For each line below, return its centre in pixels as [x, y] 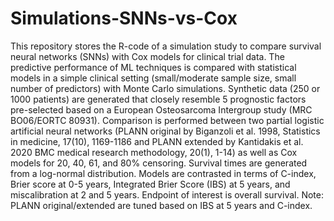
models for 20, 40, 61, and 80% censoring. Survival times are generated [159, 163]
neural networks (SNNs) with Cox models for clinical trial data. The [147, 56]
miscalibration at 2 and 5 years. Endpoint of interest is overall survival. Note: [167, 194]
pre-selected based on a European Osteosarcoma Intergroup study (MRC [161, 109]
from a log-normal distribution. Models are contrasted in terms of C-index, [163, 173]
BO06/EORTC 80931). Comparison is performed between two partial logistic [167, 120]
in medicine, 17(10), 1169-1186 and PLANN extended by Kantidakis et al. [157, 141]
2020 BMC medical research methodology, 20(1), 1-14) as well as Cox [154, 152]
